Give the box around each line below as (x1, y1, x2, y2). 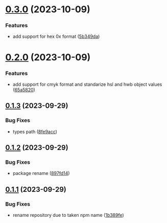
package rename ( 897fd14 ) (12, 170, 70, 176)
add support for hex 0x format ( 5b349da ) (12, 33, 100, 39)
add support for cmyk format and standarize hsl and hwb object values (12, 81, 162, 87)
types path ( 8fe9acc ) (12, 128, 58, 135)
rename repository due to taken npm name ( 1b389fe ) (12, 212, 124, 218)
